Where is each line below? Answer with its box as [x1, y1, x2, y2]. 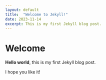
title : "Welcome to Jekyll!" [5, 12, 68, 17]
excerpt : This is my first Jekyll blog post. [5, 21, 101, 26]
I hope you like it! [5, 69, 40, 75]
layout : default [5, 7, 39, 12]
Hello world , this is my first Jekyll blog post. [5, 59, 96, 65]
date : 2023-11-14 [5, 16, 41, 21]
